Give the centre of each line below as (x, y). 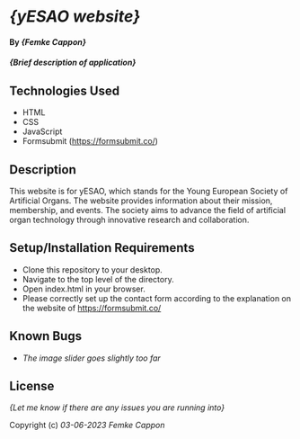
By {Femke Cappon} (48, 41)
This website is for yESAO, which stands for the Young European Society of (149, 191)
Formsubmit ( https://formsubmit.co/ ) (90, 141)
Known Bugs (46, 336)
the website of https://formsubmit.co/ (92, 308)
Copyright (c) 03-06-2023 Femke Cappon (87, 426)
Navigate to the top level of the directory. (98, 279)
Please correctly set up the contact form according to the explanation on (157, 298)
